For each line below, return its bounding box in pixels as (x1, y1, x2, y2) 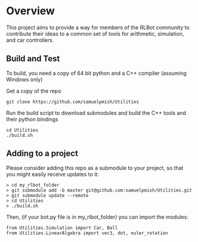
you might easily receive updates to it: (6, 171, 99, 178)
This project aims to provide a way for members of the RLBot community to (6, 24, 190, 31)
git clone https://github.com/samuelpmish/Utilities (6, 99, 139, 105)
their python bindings (6, 115, 58, 122)
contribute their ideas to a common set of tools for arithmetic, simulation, (6, 30, 184, 37)
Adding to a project (6, 149, 78, 159)
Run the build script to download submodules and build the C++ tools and (6, 109, 187, 117)
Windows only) (6, 76, 43, 83)
